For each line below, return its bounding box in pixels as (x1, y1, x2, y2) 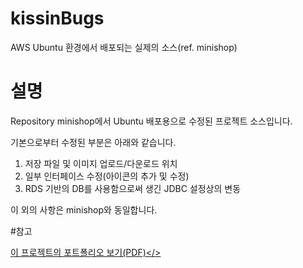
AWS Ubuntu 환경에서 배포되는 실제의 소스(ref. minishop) (10, 41, 238, 53)
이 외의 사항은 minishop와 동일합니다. (10, 203, 158, 216)
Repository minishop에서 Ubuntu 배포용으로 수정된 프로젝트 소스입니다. (10, 115, 293, 127)
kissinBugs (10, 7, 105, 30)
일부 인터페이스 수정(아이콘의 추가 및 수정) (24, 170, 190, 182)
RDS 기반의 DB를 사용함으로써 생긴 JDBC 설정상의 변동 (24, 182, 242, 194)
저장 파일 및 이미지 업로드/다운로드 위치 (24, 157, 178, 169)
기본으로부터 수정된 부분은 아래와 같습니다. (10, 136, 177, 148)
